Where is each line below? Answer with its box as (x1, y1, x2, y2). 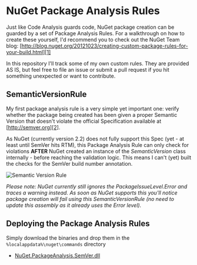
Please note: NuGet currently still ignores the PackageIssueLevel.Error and (6, 183, 188, 190)
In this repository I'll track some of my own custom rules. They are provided (6, 60, 189, 67)
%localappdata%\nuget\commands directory (6, 240, 106, 247)
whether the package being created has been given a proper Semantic (6, 111, 178, 118)
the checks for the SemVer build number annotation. (6, 160, 133, 167)
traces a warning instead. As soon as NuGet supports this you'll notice (6, 189, 178, 196)
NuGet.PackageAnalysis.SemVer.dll (14, 251, 101, 259)
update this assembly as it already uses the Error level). (6, 202, 142, 209)
